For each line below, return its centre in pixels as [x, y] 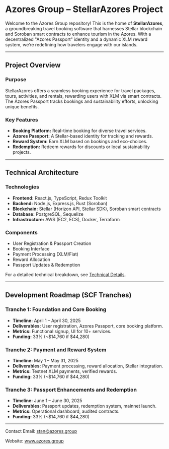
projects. [22, 152]
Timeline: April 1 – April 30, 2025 [47, 320]
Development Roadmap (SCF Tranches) [68, 295]
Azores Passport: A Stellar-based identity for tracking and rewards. [83, 136]
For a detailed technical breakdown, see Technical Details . [66, 274]
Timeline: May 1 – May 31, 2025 [46, 360]
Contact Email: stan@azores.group [41, 431]
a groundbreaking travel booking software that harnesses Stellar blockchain [84, 28]
